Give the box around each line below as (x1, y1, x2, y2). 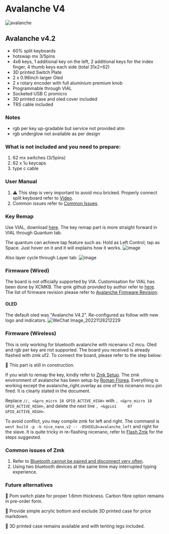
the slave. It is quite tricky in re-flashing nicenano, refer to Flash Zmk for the (5, 429, 163, 435)
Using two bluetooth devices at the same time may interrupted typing (12, 463, 157, 469)
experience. (12, 469, 38, 475)
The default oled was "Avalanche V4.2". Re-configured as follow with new (5, 312, 158, 318)
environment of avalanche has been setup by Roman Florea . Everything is (5, 377, 159, 383)
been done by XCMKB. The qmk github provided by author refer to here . (5, 284, 155, 290)
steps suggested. (5, 434, 41, 440)
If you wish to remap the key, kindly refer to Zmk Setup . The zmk (5, 372, 140, 378)
